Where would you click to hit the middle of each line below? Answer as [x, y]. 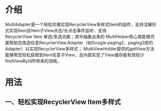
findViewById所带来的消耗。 [33, 61]
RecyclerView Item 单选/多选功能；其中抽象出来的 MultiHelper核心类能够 [78, 37]
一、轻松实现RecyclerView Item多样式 [63, 102]
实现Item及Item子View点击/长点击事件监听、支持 [58, 30]
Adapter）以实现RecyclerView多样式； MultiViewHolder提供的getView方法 [80, 49]
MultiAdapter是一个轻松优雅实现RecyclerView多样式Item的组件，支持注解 [79, 24]
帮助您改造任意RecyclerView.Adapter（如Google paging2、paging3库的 [81, 42]
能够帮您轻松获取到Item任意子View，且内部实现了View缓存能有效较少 [75, 55]
